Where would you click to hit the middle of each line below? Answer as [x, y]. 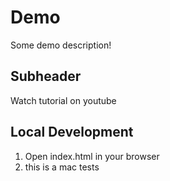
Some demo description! [61, 45]
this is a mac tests [62, 167]
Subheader [46, 76]
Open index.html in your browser [92, 156]
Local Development [72, 132]
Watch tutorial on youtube [63, 100]
